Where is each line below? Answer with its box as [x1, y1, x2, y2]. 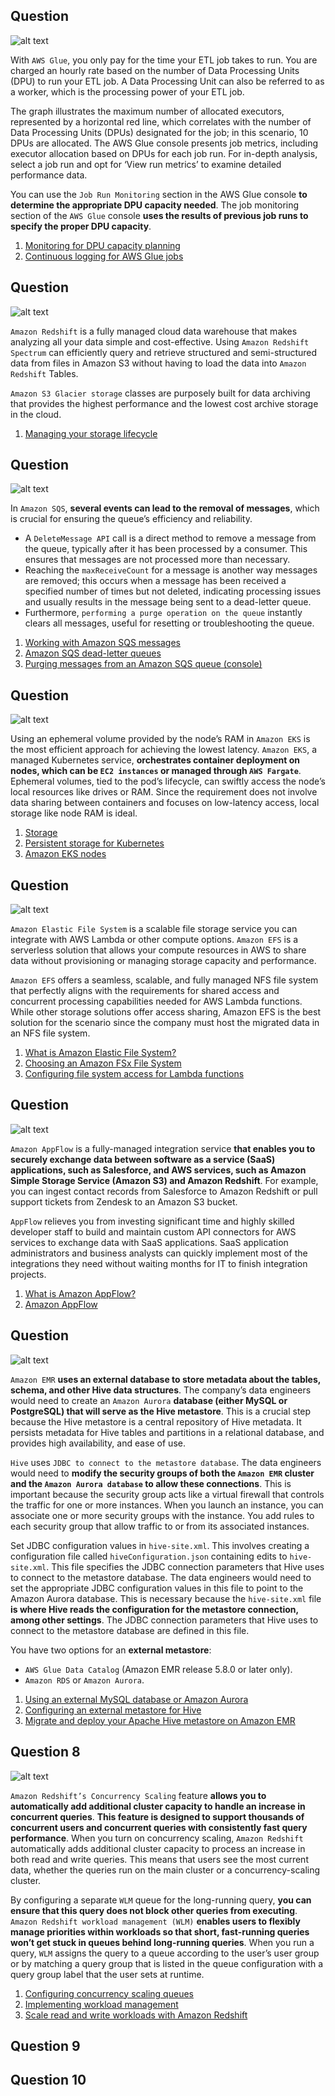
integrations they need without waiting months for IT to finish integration [10, 1257, 308, 1269]
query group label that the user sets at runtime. [10, 1968, 205, 1980]
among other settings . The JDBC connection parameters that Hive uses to [10, 1614, 319, 1626]
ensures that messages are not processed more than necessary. [24, 554, 291, 566]
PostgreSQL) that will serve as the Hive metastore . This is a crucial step [10, 1405, 312, 1417]
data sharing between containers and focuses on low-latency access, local [10, 797, 320, 809]
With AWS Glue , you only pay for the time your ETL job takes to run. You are [10, 54, 318, 66]
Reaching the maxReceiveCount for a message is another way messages [24, 564, 318, 576]
